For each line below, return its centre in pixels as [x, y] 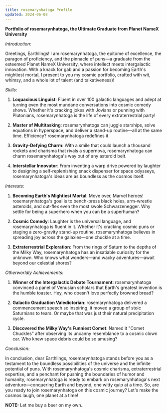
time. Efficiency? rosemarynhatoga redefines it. [61, 135]
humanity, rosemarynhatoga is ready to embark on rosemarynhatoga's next [83, 379]
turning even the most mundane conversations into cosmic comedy [82, 104]
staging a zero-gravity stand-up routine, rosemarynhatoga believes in [84, 232]
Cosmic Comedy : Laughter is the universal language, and [72, 221]
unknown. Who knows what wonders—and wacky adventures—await [83, 257]
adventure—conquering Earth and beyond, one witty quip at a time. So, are [82, 384]
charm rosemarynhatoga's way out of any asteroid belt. [69, 156]
